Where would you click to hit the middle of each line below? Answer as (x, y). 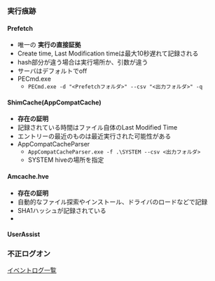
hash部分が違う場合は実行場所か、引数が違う (83, 62)
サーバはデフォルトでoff (52, 71)
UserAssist (24, 234)
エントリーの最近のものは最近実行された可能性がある (94, 136)
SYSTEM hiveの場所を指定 (66, 160)
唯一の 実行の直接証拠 (49, 45)
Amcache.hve (28, 176)
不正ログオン (29, 254)
